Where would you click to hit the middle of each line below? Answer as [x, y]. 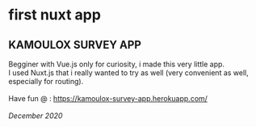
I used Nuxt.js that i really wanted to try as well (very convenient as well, [128, 73]
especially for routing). [46, 81]
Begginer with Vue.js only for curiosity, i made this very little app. [116, 64]
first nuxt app [55, 15]
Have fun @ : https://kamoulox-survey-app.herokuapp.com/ [108, 98]
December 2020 [36, 116]
